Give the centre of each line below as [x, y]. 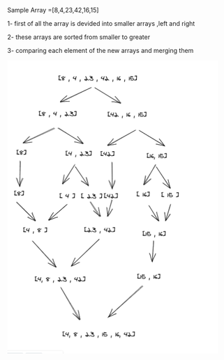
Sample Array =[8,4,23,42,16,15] [53, 10]
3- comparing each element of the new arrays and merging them [100, 50]
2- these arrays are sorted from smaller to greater [79, 37]
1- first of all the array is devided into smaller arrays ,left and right [101, 23]
